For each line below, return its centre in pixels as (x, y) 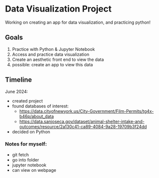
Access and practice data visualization (51, 54)
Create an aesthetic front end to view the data (58, 59)
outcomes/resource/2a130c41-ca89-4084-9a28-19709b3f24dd (83, 126)
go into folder (25, 160)
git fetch (20, 155)
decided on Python (31, 132)
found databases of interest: (40, 106)
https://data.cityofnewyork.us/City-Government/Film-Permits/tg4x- (87, 111)
